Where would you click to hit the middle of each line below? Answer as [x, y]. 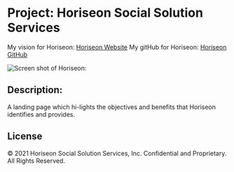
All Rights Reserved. [36, 160]
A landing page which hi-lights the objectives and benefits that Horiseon [111, 107]
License [25, 137]
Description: [35, 90]
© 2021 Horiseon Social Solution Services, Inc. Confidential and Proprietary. [117, 153]
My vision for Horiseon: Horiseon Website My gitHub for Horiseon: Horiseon [117, 47]
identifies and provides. [41, 114]
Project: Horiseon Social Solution [105, 13]
